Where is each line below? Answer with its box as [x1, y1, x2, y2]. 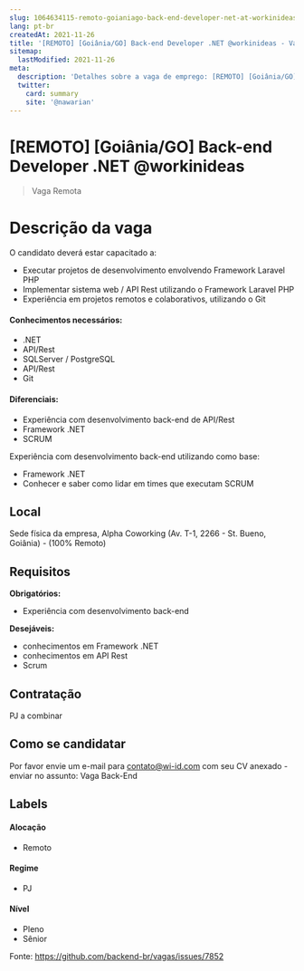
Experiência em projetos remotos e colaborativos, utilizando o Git [22, 293, 266, 304]
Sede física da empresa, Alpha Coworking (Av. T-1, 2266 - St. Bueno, [9, 528, 267, 539]
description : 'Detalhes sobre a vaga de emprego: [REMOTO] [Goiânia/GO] [17, 72, 298, 82]
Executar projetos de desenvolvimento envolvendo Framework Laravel [22, 264, 285, 276]
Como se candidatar [9, 736, 127, 752]
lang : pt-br [9, 22, 54, 31]
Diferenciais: [9, 394, 59, 405]
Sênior [22, 933, 48, 944]
